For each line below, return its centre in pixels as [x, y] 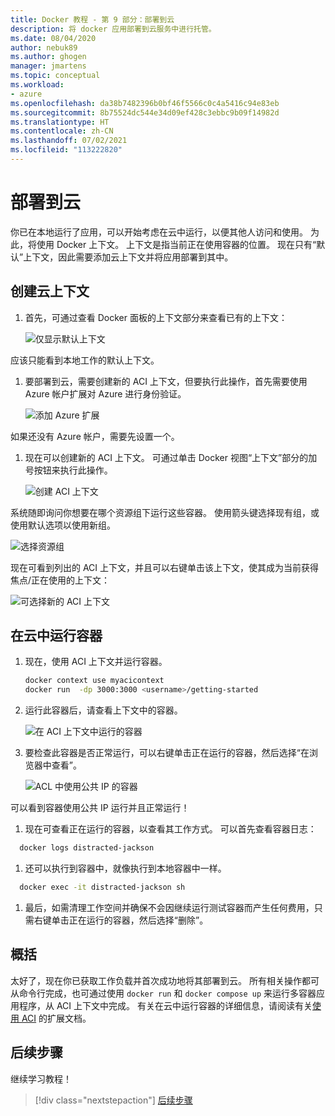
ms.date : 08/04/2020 [53, 38]
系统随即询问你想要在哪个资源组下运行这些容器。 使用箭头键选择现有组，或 [165, 512]
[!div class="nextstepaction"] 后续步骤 [113, 1100]
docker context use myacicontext [94, 681]
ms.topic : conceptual [55, 76]
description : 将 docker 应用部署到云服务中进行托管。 [113, 29]
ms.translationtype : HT [60, 122]
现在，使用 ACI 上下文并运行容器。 [96, 662]
